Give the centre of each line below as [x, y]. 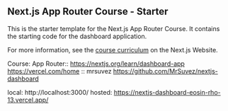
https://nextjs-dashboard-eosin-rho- [167, 92]
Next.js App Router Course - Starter [88, 12]
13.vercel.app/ [28, 100]
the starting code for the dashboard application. [77, 36]
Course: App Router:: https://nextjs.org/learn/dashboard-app [96, 64]
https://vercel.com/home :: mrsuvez [59, 71]
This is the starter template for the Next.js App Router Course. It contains [114, 28]
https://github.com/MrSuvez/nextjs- [165, 71]
